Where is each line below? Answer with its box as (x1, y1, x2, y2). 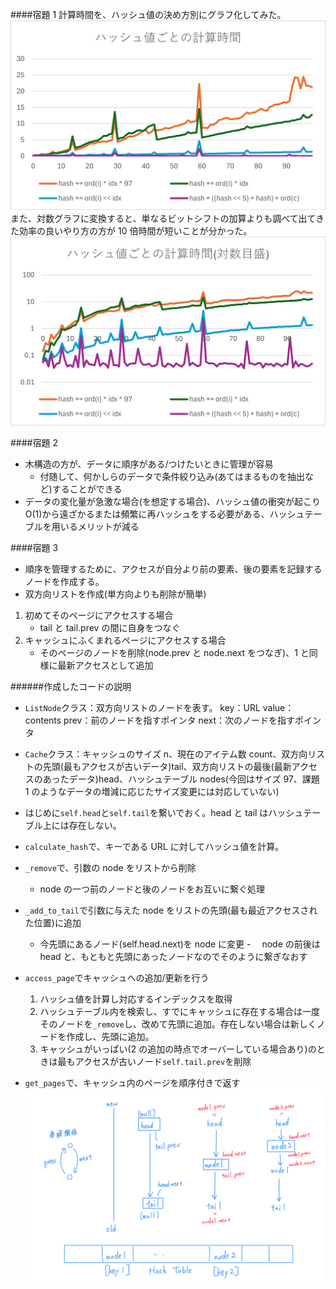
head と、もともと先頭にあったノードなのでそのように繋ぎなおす (39, 951, 308, 963)
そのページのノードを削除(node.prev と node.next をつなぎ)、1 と (39, 647, 310, 659)
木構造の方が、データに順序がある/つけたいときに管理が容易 (24, 458, 274, 470)
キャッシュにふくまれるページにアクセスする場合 (24, 634, 227, 647)
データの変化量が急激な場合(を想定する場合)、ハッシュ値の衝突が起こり (24, 496, 322, 508)
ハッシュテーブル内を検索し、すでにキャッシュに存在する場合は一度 (39, 1006, 320, 1018)
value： (262, 702, 295, 714)
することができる (51, 483, 123, 495)
